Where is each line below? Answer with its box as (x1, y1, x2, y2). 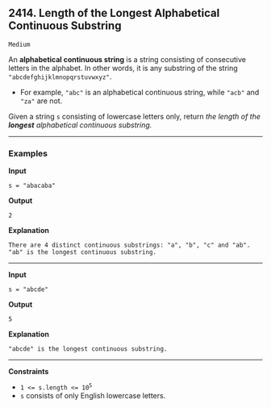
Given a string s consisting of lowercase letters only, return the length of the (8, 111, 261, 121)
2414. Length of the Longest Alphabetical (8, 6, 220, 20)
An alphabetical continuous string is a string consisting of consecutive (8, 54, 246, 64)
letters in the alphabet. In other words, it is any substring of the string (8, 63, 238, 73)
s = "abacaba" (8, 181, 56, 190)
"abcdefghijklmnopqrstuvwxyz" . (8, 72, 112, 81)
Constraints (8, 367, 49, 377)
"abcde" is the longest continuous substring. (8, 345, 168, 353)
